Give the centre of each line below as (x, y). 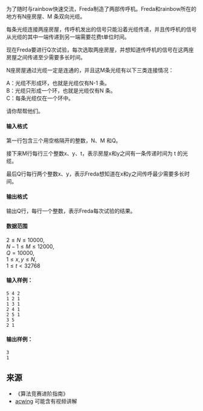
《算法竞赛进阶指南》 (41, 393)
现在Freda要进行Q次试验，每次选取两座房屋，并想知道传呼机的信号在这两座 (100, 50)
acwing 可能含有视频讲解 (46, 401)
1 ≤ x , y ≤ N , (21, 259)
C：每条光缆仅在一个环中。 (40, 98)
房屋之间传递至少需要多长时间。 (46, 57)
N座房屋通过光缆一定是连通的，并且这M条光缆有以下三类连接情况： (90, 70)
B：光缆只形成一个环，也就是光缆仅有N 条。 (61, 90)
